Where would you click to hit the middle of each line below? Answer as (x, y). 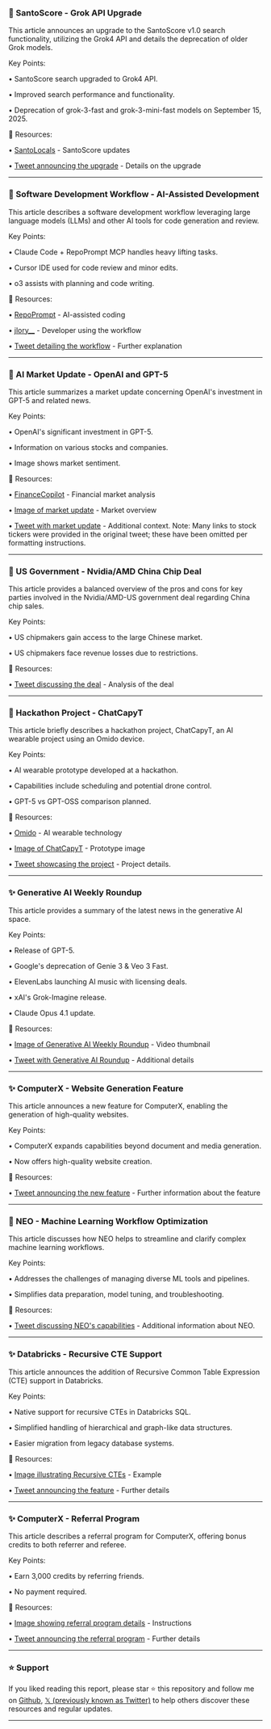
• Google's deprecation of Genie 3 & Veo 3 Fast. (88, 965)
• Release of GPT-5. (42, 950)
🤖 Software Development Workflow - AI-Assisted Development (134, 195)
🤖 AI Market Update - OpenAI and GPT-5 (88, 374)
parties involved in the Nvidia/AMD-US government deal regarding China (129, 598)
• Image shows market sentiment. (65, 463)
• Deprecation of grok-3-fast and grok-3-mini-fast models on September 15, (135, 110)
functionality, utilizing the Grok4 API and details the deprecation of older (128, 39)
